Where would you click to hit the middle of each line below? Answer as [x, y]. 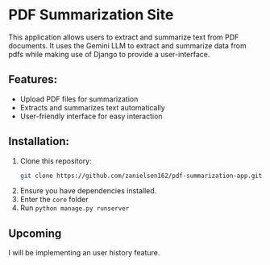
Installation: [39, 141]
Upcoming [35, 233]
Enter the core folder [54, 200]
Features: [33, 79]
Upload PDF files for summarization [79, 99]
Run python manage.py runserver [75, 208]
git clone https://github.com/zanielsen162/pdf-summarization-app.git [141, 176]
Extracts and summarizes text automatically [92, 107]
